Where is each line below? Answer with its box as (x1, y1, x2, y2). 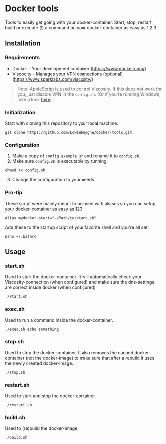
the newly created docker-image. (5, 360, 74, 366)
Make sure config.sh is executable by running (12, 158, 107, 164)
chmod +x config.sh (5, 168, 46, 173)
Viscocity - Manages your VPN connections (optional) (12, 71, 123, 77)
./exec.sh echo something (5, 327, 59, 332)
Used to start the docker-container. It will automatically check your (5, 274, 142, 280)
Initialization (5, 109, 36, 116)
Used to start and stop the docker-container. (5, 393, 96, 399)
